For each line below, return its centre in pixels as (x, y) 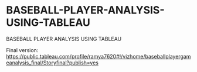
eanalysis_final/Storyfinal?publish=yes (52, 63)
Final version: (22, 50)
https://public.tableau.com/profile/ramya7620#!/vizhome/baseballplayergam (98, 56)
